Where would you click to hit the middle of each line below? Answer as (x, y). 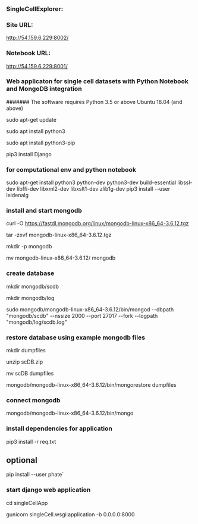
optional (22, 460)
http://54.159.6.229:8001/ (37, 66)
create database (30, 273)
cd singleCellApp (27, 503)
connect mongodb (33, 400)
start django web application (48, 490)
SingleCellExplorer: (35, 9)
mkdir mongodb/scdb (33, 286)
